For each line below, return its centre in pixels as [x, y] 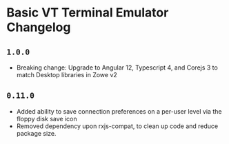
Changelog [39, 27]
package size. [36, 133]
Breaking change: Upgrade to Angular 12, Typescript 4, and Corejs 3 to [117, 68]
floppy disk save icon [47, 119]
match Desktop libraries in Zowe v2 [67, 75]
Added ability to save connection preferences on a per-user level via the [119, 111]
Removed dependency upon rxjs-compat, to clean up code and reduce [117, 126]
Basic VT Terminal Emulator [88, 13]
